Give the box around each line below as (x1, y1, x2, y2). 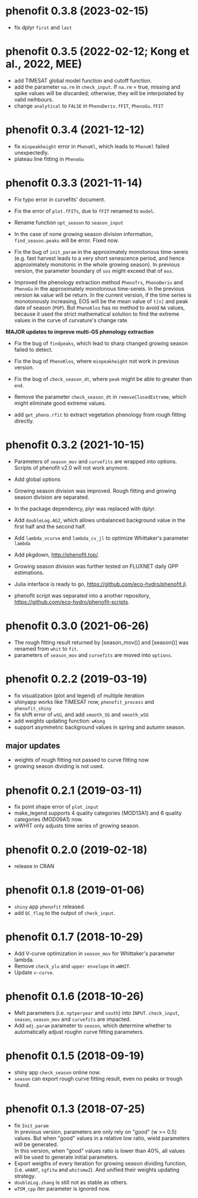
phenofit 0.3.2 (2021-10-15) (5, 438, 145, 451)
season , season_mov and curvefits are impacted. (14, 1015, 131, 1023)
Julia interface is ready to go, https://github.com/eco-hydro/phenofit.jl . (14, 580, 187, 587)
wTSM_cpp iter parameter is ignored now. (14, 1185, 111, 1192)
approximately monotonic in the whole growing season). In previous (14, 260, 180, 268)
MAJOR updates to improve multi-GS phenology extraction (5, 328, 154, 335)
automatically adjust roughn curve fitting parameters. (14, 1029, 145, 1036)
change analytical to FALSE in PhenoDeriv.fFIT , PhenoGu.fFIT (14, 102, 164, 109)
